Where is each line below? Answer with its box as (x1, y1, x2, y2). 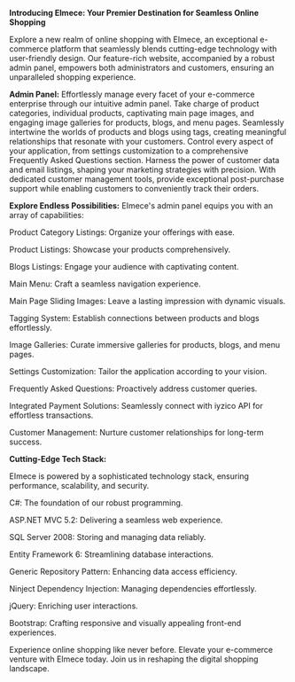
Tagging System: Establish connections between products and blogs (9, 313, 260, 323)
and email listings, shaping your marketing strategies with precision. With (9, 164, 276, 175)
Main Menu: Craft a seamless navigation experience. (9, 278, 201, 289)
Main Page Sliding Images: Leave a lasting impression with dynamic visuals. (9, 296, 286, 306)
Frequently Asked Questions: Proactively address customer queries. (9, 383, 258, 394)
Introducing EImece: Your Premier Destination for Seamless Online (9, 8, 260, 18)
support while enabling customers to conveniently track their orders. (9, 184, 260, 193)
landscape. (9, 663, 50, 673)
